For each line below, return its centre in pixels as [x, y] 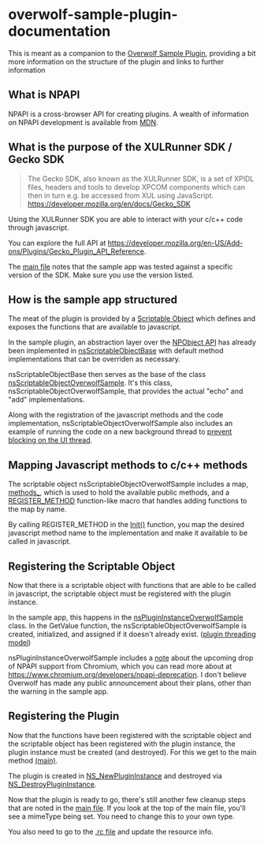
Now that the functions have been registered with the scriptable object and [130, 735]
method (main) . [33, 760]
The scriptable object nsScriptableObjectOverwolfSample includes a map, [128, 484]
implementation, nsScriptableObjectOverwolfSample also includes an [121, 424]
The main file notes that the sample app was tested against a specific [121, 266]
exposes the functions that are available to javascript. [95, 327]
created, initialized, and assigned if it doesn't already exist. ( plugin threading [132, 634]
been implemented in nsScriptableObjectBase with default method [116, 351]
